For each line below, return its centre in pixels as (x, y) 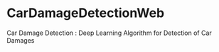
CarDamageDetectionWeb (86, 13)
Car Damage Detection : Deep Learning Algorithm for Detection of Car (109, 33)
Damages (21, 40)
